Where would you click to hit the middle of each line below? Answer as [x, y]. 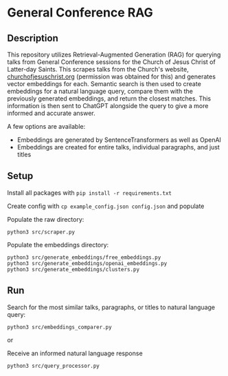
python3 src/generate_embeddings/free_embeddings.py [84, 257]
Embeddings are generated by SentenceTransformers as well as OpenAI [119, 140]
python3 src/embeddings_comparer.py [59, 327]
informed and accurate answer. [52, 113]
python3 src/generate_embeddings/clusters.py [73, 269]
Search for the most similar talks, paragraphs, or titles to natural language [111, 307]
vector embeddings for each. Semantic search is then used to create [104, 84]
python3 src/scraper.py [41, 232]
